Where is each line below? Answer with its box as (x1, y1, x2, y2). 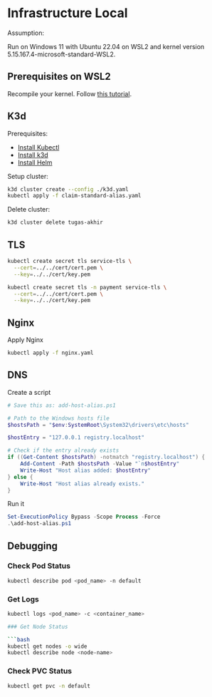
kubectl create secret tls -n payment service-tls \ (7, 284, 167, 291)
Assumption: (7, 29, 45, 37)
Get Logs (7, 594, 39, 604)
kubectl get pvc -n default (7, 682, 91, 689)
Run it (7, 500, 25, 508)
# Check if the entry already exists (7, 447, 120, 454)
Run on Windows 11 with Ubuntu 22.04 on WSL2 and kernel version (7, 42, 205, 51)
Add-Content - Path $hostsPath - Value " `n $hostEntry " (20, 460, 180, 468)
